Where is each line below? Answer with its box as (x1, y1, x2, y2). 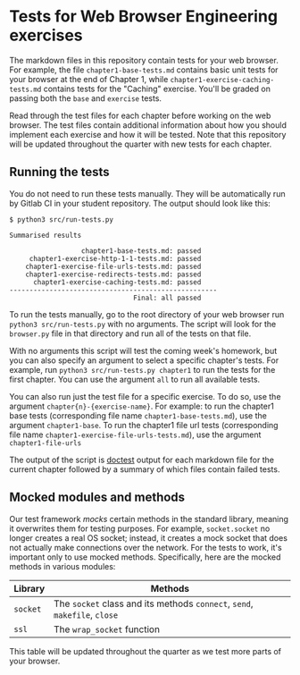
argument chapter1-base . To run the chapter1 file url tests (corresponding (9, 419, 279, 430)
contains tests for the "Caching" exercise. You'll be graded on (43, 83, 271, 94)
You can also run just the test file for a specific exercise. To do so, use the (9, 391, 281, 401)
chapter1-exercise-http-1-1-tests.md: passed (29, 254, 202, 263)
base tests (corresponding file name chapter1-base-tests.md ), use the (9, 409, 268, 421)
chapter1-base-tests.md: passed (80, 246, 202, 256)
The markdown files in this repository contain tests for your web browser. (9, 55, 279, 65)
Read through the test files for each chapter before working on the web (9, 110, 271, 121)
